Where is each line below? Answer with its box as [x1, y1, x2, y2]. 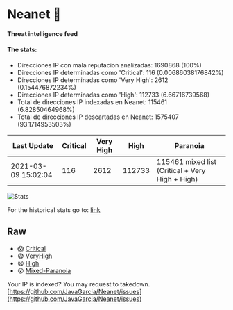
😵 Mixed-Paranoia [17, 266, 71, 275]
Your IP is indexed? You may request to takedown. [7, 279, 150, 288]
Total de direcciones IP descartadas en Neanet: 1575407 [17, 113, 179, 121]
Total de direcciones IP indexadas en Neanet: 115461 [17, 97, 168, 106]
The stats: [7, 45, 37, 54]
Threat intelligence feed [7, 29, 78, 38]
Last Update [12, 140, 54, 150]
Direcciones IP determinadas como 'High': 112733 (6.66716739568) [17, 90, 210, 99]
